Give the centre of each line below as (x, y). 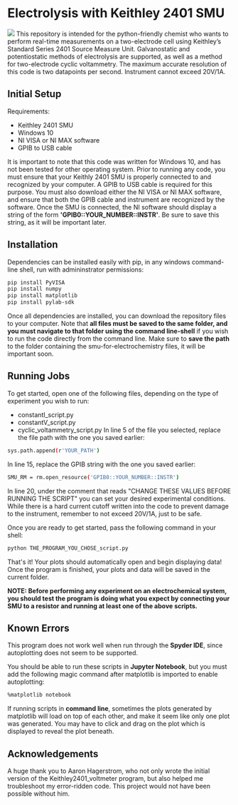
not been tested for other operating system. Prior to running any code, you (117, 169)
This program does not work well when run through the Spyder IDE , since (115, 645)
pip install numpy (34, 289)
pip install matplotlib (43, 296)
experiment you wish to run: (48, 401)
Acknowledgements (53, 754)
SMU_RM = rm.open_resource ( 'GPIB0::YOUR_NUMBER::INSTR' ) (93, 477)
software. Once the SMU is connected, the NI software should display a (112, 207)
